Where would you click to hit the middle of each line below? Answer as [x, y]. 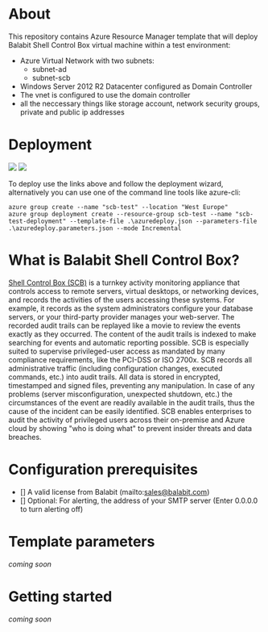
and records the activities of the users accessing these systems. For [122, 299]
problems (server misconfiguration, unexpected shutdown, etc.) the [121, 394]
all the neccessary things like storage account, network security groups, [140, 103]
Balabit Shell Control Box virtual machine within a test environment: [120, 44]
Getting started [60, 596]
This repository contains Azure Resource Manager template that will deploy [133, 36]
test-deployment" [37, 221]
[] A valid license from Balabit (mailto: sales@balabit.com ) [115, 492]
